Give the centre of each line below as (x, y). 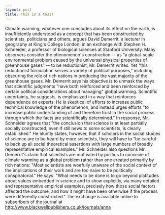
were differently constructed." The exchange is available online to (72, 196)
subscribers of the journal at (34, 202)
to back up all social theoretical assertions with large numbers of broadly (79, 144)
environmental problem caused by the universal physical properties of (76, 60)
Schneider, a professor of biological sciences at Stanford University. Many (81, 49)
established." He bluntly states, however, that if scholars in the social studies (83, 133)
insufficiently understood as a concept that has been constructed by (75, 34)
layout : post (18, 10)
